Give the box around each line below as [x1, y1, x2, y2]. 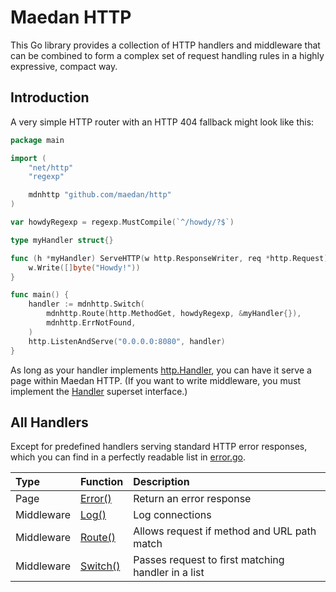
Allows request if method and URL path [133, 524, 317, 538]
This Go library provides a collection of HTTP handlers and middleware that [10, 39, 321, 51]
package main [10, 135, 65, 145]
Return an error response [133, 492, 252, 506]
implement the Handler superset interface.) [10, 385, 188, 397]
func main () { [10, 290, 70, 300]
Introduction [10, 89, 90, 106]
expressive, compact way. [10, 60, 118, 72]
